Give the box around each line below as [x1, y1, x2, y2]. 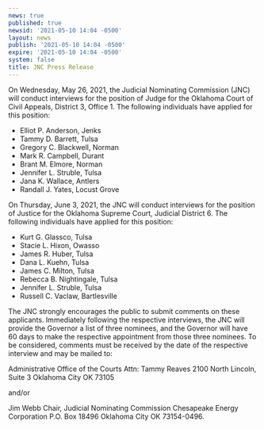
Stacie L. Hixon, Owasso [19, 240, 100, 250]
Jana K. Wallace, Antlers [19, 176, 100, 186]
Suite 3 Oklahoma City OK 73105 [8, 372, 115, 381]
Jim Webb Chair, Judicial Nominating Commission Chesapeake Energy [8, 403, 239, 412]
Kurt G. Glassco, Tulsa [19, 232, 93, 242]
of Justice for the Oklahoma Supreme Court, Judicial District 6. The [8, 208, 228, 218]
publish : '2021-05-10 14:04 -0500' [8, 41, 126, 49]
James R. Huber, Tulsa [19, 249, 94, 259]
